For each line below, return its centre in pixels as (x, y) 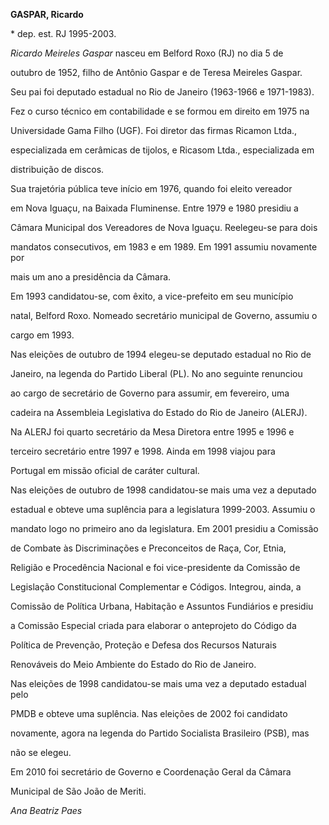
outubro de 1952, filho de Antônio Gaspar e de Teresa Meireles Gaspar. (156, 72)
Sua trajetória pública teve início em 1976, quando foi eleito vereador (151, 188)
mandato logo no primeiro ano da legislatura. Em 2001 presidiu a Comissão (164, 528)
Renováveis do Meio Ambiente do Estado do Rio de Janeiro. (133, 664)
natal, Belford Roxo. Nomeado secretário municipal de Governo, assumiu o (164, 315)
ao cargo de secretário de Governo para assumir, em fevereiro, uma (150, 393)
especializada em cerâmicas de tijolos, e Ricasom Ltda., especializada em (162, 150)
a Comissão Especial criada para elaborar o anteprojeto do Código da (153, 625)
